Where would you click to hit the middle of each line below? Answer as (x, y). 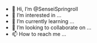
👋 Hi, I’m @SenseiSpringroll (45, 9)
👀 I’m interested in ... (36, 15)
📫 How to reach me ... (39, 34)
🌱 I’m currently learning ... (43, 21)
